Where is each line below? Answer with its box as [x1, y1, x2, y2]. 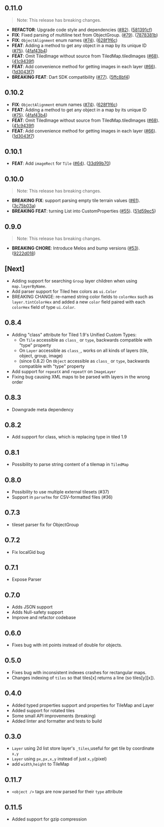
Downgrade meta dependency [11, 406, 74, 412]
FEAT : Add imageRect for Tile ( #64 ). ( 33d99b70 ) [11, 160, 111, 166]
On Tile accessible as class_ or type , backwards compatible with [19, 337, 153, 343]
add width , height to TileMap [11, 761, 69, 767]
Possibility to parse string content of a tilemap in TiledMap [11, 461, 129, 467]
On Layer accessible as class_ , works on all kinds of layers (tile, [19, 347, 149, 353]
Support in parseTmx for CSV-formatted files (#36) [11, 494, 113, 500]
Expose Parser [11, 577, 42, 583]
